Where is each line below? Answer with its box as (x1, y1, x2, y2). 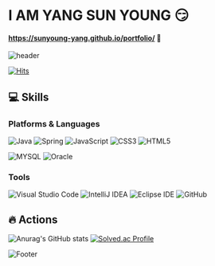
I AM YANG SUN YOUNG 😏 (8, 6, 190, 25)
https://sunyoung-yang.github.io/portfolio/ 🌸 (8, 33, 162, 42)
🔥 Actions (8, 213, 58, 226)
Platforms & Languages (8, 118, 100, 129)
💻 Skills (8, 90, 49, 104)
